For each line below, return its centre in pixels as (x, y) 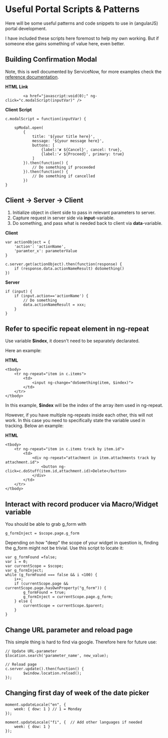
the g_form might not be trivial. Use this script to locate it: (64, 548)
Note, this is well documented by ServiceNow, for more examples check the (83, 71)
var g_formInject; (24, 570)
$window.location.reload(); (52, 673)
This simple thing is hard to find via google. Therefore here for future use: (81, 642)
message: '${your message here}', (68, 141)
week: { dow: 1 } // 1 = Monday (48, 709)
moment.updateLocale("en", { (36, 705)
